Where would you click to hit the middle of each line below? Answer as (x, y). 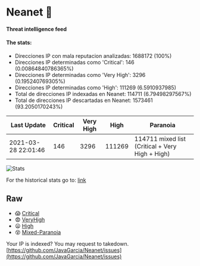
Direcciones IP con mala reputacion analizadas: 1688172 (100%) (93, 55)
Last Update (29, 125)
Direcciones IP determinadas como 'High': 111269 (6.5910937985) (96, 87)
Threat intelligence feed (37, 29)
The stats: (19, 43)
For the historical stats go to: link (46, 180)
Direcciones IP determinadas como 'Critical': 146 (75, 62)
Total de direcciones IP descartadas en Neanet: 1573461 (84, 100)
